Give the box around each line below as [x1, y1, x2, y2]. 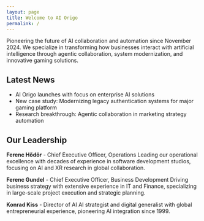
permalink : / [6, 20, 40, 26]
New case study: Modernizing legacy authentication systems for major [15, 98, 194, 105]
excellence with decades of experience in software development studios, [6, 158, 191, 165]
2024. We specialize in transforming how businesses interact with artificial [6, 44, 194, 51]
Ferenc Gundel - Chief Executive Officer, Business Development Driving [6, 176, 189, 183]
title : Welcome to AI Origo [6, 15, 78, 21]
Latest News [6, 74, 55, 85]
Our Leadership [6, 134, 67, 145]
